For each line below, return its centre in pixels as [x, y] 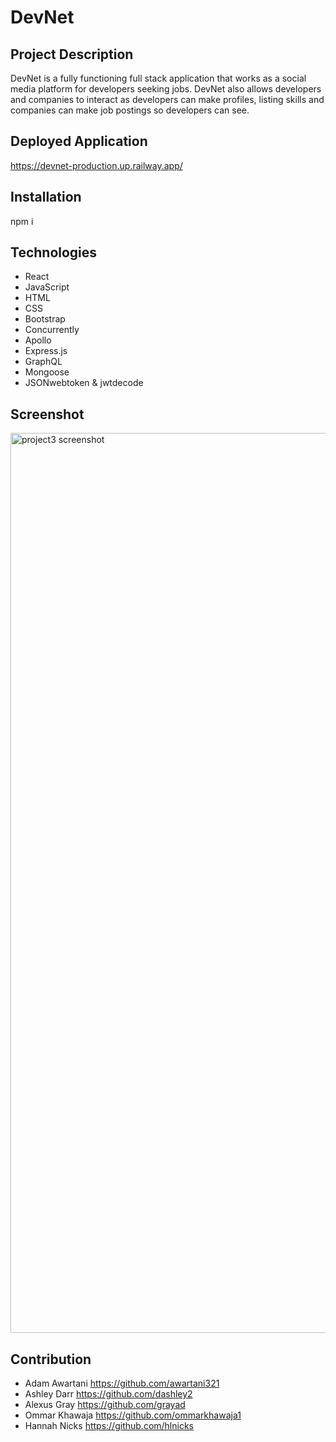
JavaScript [47, 287]
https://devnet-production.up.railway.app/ [96, 165]
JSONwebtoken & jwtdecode [84, 383]
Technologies [54, 252]
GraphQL [43, 362]
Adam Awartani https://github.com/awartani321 [122, 1383]
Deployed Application [79, 141]
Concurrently [52, 330]
